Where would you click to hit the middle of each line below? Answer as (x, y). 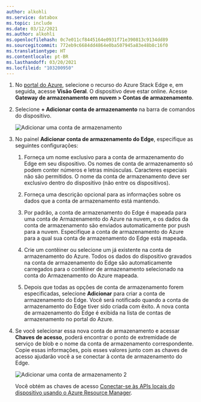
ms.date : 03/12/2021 (32, 29)
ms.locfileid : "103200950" (40, 68)
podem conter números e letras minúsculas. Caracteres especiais (105, 170)
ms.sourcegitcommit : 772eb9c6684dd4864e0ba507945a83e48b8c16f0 (87, 46)
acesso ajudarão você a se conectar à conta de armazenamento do (98, 357)
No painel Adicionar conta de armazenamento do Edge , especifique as (104, 139)
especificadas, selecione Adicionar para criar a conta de (94, 294)
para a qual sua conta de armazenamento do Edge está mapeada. (106, 238)
